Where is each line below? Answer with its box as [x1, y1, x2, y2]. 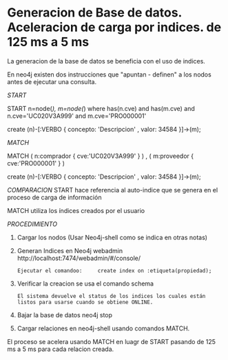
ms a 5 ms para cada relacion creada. [7, 345, 114, 353]
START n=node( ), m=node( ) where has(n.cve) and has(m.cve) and [7, 104, 195, 112]
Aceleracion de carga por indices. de [7, 19, 222, 35]
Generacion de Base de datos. [7, 5, 183, 21]
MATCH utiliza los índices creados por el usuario [7, 206, 145, 214]
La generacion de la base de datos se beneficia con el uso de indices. [7, 57, 205, 65]
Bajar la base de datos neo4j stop [17, 310, 112, 319]
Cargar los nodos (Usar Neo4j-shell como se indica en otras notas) [17, 233, 208, 241]
